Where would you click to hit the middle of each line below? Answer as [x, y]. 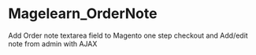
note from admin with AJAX [53, 43]
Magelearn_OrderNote [83, 14]
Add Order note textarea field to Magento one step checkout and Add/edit [128, 35]
